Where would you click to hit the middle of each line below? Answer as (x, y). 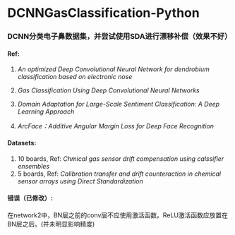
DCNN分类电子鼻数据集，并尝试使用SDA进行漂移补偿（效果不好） (120, 37)
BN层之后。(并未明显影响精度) (51, 224)
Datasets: (22, 143)
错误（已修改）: (30, 198)
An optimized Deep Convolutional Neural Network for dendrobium (113, 69)
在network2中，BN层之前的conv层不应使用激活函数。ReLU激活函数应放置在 (117, 215)
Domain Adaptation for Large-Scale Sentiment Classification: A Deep (119, 104)
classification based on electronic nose (75, 77)
